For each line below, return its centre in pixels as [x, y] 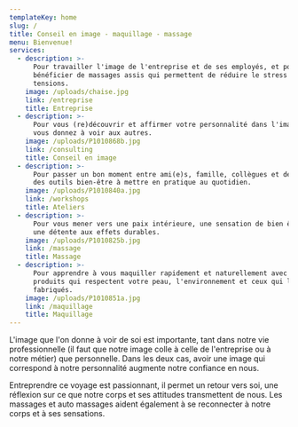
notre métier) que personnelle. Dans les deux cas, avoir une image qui [137, 359]
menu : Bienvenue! [41, 42]
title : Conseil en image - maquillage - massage [101, 34]
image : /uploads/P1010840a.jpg [83, 191]
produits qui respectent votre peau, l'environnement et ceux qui [158, 281]
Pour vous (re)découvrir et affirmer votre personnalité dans [150, 125]
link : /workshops [57, 199]
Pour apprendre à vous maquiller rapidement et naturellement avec [160, 273]
